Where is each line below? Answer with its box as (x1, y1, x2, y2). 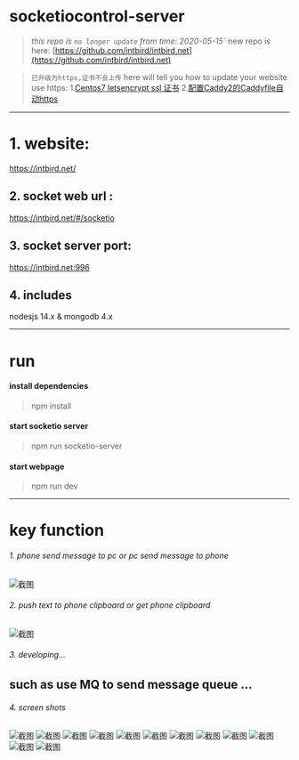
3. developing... (9, 650, 67, 660)
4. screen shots (9, 701, 67, 713)
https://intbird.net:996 (9, 262, 91, 272)
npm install (30, 400, 72, 411)
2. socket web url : (9, 189, 114, 204)
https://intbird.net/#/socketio (9, 212, 116, 223)
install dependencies (9, 381, 89, 392)
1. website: (9, 133, 91, 154)
